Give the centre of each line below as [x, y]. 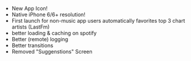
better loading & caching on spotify [54, 33]
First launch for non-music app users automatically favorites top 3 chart [98, 21]
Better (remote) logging [40, 39]
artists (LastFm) [30, 27]
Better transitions [33, 45]
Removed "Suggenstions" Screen [52, 51]
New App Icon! [30, 8]
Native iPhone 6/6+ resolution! [49, 15]
